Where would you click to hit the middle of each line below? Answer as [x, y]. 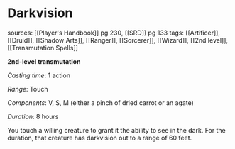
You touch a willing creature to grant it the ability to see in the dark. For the [116, 130]
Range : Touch [28, 89]
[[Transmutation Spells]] [43, 48]
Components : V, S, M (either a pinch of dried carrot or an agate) [100, 103]
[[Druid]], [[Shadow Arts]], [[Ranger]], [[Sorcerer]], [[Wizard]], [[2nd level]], [118, 40]
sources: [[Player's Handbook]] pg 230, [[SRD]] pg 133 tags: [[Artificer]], [114, 33]
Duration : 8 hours [33, 116]
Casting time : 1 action [39, 75]
